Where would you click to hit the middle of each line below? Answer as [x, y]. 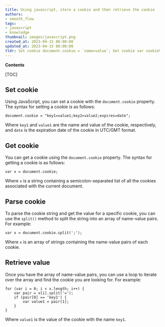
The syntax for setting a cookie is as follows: [50, 107]
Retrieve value [27, 263]
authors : [14, 14]
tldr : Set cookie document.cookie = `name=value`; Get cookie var [74, 51]
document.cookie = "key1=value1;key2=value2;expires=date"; [68, 116]
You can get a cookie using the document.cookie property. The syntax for [79, 157]
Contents [15, 65]
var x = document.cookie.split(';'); [44, 233]
